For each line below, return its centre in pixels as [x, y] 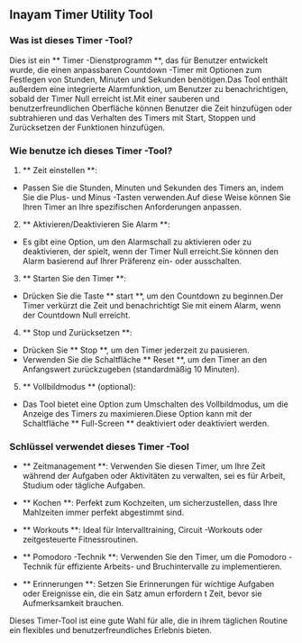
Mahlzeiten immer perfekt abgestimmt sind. [103, 512]
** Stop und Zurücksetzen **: [77, 332]
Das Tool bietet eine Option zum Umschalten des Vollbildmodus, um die [155, 404]
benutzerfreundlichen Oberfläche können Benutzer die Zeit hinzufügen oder [151, 108]
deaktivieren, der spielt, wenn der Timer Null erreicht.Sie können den [151, 251]
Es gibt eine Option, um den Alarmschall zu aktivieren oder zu [137, 242]
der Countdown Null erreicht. [76, 315]
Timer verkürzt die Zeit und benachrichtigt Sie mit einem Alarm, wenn [151, 305]
